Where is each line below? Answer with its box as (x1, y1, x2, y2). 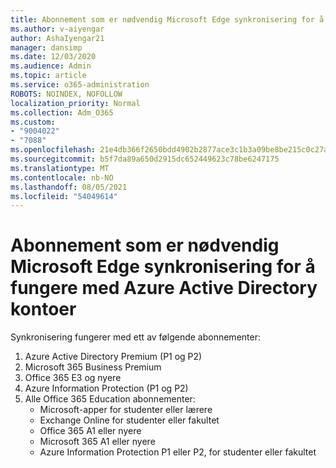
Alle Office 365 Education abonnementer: (24, 393, 196, 405)
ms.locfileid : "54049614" (10, 191, 118, 201)
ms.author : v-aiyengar (10, 24, 105, 34)
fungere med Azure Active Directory (10, 277, 318, 300)
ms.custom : (10, 117, 56, 127)
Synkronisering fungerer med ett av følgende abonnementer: (10, 331, 261, 343)
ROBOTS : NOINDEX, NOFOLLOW (10, 89, 123, 99)
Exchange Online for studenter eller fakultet (39, 414, 220, 426)
